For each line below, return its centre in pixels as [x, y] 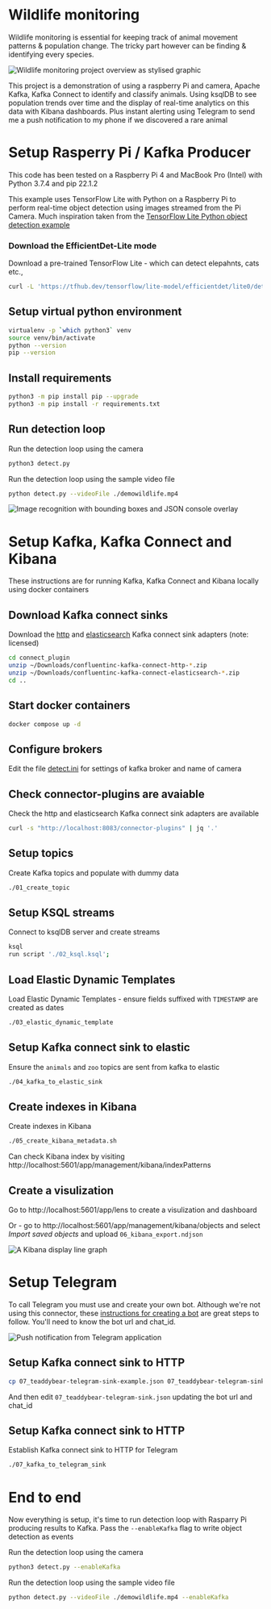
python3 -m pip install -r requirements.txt [84, 404]
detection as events [41, 1537]
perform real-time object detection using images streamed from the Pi [125, 207]
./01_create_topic [39, 888]
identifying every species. [51, 54]
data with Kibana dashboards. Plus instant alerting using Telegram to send [132, 111]
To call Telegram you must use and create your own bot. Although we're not [134, 1304]
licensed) [24, 643]
